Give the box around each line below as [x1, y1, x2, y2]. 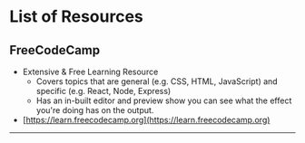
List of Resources [9, 6, 143, 27]
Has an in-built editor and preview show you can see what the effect [35, 95, 292, 106]
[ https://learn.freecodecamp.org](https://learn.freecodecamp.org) [22, 115, 271, 125]
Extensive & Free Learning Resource [22, 66, 159, 77]
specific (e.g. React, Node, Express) [35, 86, 172, 96]
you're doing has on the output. [35, 105, 154, 115]
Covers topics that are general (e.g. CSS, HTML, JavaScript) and [35, 76, 279, 87]
